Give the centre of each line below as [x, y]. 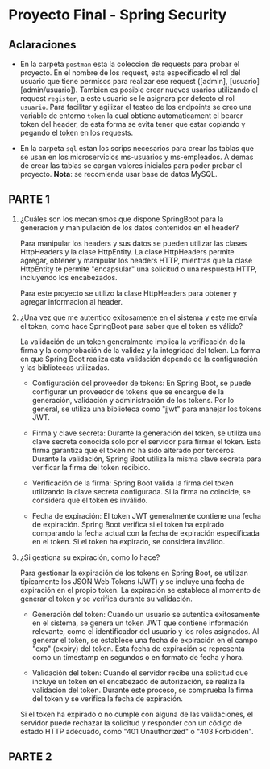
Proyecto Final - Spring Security [118, 15]
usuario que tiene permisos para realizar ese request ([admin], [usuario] [140, 81]
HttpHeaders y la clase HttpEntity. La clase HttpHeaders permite [127, 251]
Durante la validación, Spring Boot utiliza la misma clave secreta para [147, 459]
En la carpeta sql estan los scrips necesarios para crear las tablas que [137, 148]
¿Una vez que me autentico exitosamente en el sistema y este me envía [139, 317]
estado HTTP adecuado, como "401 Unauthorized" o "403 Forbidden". [137, 731]
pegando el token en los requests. [77, 132]
